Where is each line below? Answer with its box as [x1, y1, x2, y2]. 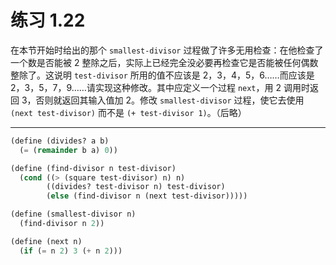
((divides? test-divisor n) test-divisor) [46, 182, 226, 192]
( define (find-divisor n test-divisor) [10, 163, 177, 173]
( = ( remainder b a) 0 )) [19, 145, 118, 155]
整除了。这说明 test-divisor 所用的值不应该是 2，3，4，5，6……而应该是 [10, 69, 315, 81]
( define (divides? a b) [10, 136, 110, 146]
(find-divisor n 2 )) [19, 219, 105, 229]
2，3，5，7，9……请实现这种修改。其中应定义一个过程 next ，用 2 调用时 [10, 81, 310, 93]
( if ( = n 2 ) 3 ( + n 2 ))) [19, 246, 123, 256]
